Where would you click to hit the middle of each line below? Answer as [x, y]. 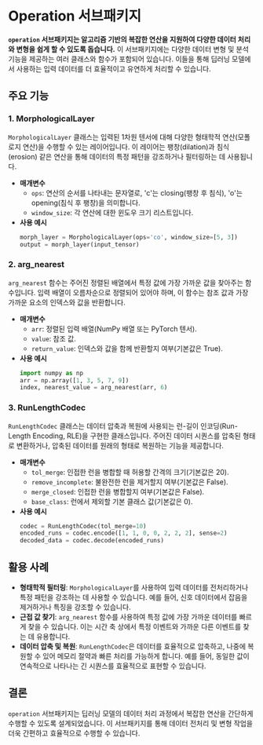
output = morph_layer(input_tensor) [79, 244]
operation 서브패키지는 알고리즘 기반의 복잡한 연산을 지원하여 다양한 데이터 [122, 39]
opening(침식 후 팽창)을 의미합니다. [86, 203]
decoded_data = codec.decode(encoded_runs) [92, 541]
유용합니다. [53, 637]
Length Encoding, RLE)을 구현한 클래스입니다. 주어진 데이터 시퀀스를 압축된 [124, 436]
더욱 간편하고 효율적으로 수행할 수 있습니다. [74, 733]
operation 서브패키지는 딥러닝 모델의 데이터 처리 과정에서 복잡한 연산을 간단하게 [131, 713]
